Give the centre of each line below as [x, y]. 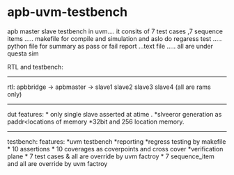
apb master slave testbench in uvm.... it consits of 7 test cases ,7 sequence [115, 31]
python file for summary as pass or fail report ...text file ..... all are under [110, 46]
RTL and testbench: [36, 67]
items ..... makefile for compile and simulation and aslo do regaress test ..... [115, 38]
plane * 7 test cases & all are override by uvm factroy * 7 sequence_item [111, 156]
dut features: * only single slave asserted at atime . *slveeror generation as [115, 114]
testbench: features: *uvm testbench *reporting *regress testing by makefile [117, 141]
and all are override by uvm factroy [57, 163]
